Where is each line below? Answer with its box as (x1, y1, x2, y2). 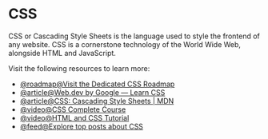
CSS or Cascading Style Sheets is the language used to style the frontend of (8, 31, 260, 41)
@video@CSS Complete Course (19, 105, 126, 114)
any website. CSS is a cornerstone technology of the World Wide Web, (8, 39, 242, 49)
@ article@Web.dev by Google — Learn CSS (19, 87, 166, 97)
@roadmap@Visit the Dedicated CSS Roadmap (19, 79, 175, 89)
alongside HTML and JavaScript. (8, 48, 116, 58)
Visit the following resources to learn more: (8, 63, 150, 73)
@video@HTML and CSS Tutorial (19, 113, 130, 122)
